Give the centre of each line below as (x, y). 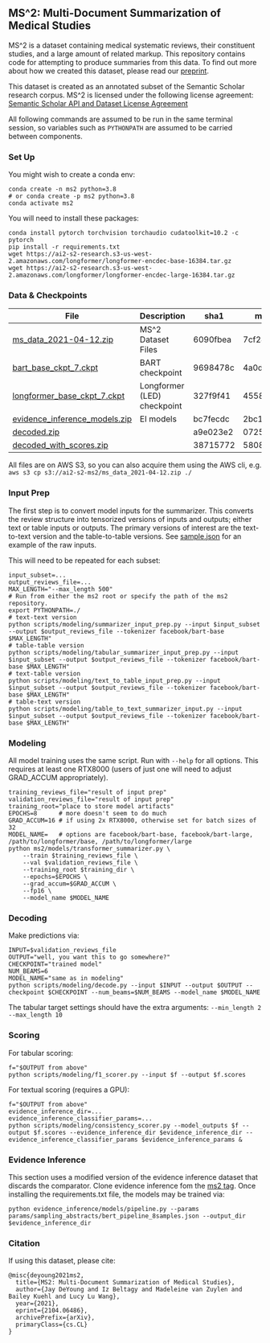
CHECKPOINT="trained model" (55, 964)
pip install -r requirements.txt (64, 247)
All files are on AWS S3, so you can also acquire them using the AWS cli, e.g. (135, 465)
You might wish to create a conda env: (72, 175)
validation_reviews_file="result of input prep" (91, 799)
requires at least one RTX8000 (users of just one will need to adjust (120, 769)
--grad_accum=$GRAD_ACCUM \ (70, 884)
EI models (158, 419)
